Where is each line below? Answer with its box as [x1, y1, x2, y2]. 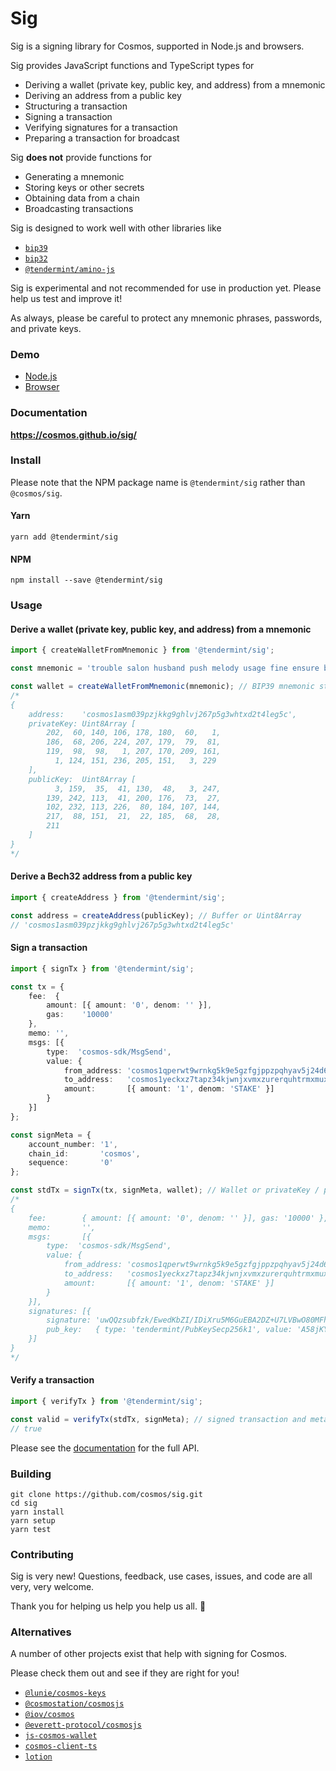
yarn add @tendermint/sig [10, 532, 118, 542]
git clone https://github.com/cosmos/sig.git [10, 1489, 203, 1499]
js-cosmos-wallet [24, 1731, 98, 1741]
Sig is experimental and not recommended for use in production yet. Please [10, 282, 322, 294]
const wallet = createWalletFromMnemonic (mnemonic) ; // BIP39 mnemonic [10, 682, 315, 692]
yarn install [10, 1507, 65, 1517]
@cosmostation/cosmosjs [24, 1699, 125, 1709]
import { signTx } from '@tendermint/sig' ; [10, 963, 195, 974]
